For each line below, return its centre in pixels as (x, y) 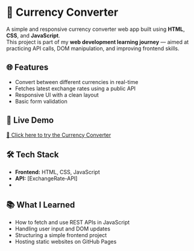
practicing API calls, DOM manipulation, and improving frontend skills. (93, 48)
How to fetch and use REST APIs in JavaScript (72, 223)
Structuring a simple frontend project (61, 235)
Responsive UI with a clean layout (57, 95)
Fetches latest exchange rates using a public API (75, 88)
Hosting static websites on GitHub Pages (66, 242)
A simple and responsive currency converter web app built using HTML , (95, 29)
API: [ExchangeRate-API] (46, 178)
